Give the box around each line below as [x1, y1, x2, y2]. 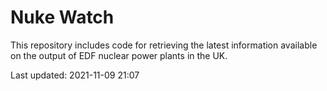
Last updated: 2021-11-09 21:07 [10, 69, 140, 81]
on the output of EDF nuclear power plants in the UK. [10, 49, 228, 61]
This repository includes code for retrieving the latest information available [10, 39, 318, 51]
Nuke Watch [10, 6, 115, 29]
